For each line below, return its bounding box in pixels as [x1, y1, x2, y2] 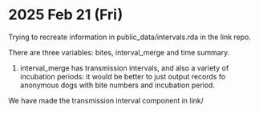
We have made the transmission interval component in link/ [8, 95, 204, 105]
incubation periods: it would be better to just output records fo [19, 71, 226, 81]
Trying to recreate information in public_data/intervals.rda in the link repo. [8, 32, 251, 42]
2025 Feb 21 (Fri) [8, 6, 123, 24]
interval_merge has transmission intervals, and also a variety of [19, 63, 229, 73]
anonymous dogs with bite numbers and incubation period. [19, 80, 215, 90]
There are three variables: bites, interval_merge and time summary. [8, 47, 230, 57]
